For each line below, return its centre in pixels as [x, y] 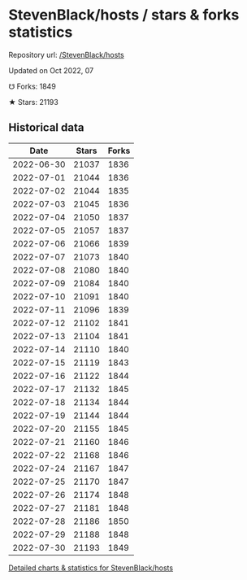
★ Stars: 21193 [33, 102]
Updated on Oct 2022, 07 [51, 70]
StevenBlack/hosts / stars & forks [124, 15]
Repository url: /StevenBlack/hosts [66, 55]
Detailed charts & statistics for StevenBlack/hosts [91, 568]
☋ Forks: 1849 [32, 86]
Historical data [46, 128]
